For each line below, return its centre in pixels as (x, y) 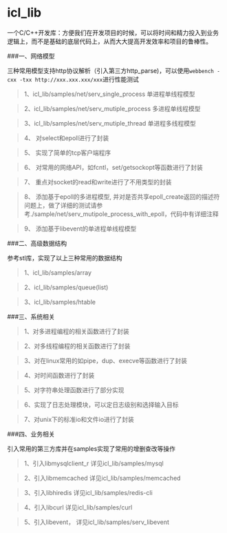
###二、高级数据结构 (37, 243)
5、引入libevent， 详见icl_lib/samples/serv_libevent (97, 522)
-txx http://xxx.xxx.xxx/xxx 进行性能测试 (79, 79)
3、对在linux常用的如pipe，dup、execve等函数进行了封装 (106, 360)
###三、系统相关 (31, 316)
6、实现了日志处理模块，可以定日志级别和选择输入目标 (101, 405)
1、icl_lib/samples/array (57, 272)
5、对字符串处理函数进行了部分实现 (74, 390)
